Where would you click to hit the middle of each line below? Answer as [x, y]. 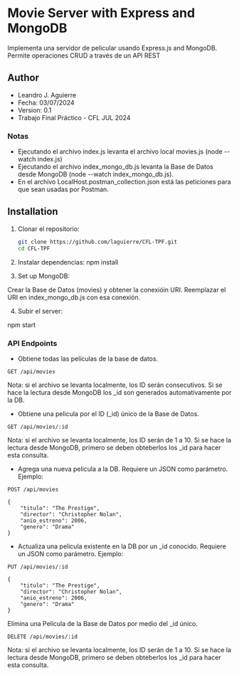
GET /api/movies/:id [38, 427]
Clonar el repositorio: [48, 228]
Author [23, 78]
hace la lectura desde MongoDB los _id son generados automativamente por [119, 392]
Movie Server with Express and [101, 13]
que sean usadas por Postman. [63, 189]
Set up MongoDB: [43, 276]
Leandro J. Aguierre [47, 95]
